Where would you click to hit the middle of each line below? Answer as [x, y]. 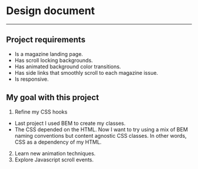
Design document [51, 11]
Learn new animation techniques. [55, 153]
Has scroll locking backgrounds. [54, 60]
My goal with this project [52, 97]
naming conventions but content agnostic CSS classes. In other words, [100, 135]
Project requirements [46, 40]
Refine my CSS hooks [41, 112]
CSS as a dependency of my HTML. [58, 142]
